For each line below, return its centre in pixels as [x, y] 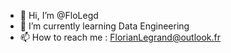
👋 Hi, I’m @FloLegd [59, 15]
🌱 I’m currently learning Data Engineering [104, 26]
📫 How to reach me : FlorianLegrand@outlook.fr [120, 37]
